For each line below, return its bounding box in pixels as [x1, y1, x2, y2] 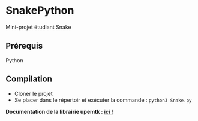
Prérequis [5, 41, 43, 51]
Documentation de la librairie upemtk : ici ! [5, 108, 113, 115]
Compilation [5, 74, 52, 84]
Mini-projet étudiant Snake [5, 23, 71, 31]
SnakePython [5, 4, 74, 17]
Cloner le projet [14, 90, 53, 97]
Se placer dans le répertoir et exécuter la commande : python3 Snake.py [14, 96, 192, 104]
